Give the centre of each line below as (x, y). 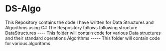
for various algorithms (28, 43)
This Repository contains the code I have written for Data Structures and (80, 22)
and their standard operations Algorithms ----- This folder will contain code (83, 38)
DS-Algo (23, 9)
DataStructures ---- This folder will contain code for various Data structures (83, 33)
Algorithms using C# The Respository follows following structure (71, 27)
